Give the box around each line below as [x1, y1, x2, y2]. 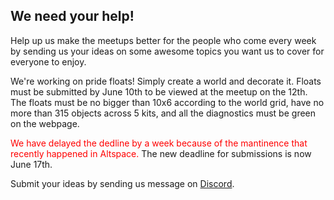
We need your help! [10, 8, 135, 25]
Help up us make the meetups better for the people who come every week [10, 34, 317, 46]
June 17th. [10, 158, 53, 170]
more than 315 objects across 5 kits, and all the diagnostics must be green [10, 107, 317, 119]
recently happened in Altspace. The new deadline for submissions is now [10, 147, 312, 159]
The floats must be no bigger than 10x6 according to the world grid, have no [10, 96, 325, 108]
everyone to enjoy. [10, 55, 87, 68]
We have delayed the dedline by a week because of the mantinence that [10, 137, 308, 149]
